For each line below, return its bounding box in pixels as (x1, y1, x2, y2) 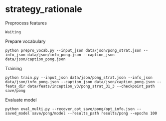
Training (5, 65, 22, 71)
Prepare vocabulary (5, 38, 46, 44)
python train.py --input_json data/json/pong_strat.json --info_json (5, 75, 153, 80)
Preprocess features (5, 20, 47, 26)
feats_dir (5, 84, 26, 89)
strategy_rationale (5, 3, 82, 15)
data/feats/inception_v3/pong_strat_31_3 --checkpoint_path (27, 84, 155, 89)
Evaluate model (5, 97, 37, 103)
